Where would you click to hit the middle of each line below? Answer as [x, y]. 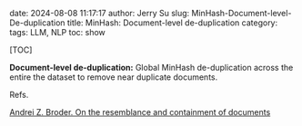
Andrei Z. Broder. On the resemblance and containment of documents [140, 112]
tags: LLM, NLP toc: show [58, 32]
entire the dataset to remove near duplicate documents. [114, 77]
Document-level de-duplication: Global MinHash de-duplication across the [151, 68]
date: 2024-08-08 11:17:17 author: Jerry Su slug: [100, 13]
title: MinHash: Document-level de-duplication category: [172, 23]
